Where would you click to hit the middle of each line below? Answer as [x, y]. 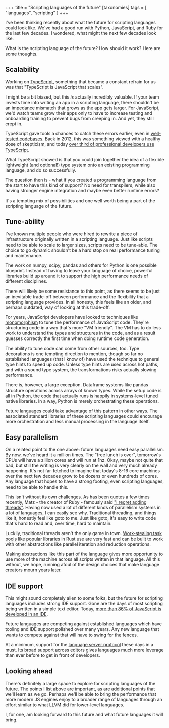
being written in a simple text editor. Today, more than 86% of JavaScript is [83, 609]
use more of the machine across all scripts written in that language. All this [83, 559]
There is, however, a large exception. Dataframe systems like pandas [77, 385]
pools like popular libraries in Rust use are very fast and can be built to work [84, 539]
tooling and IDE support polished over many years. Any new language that [82, 629]
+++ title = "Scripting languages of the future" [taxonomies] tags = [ [76, 7]
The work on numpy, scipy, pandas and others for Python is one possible [81, 265]
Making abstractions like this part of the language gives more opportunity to [84, 554]
